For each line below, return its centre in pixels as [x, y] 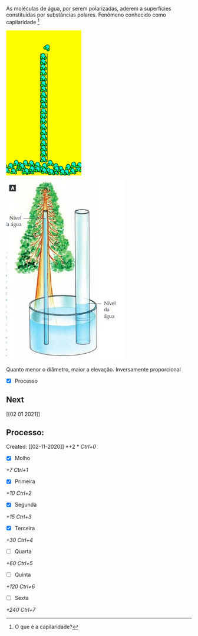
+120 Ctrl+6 [21, 586]
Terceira [25, 528]
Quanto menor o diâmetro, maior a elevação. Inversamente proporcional [93, 369]
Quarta [23, 551]
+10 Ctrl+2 [19, 493]
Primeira [25, 481]
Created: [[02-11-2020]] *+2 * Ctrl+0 [51, 447]
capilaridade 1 [23, 22]
